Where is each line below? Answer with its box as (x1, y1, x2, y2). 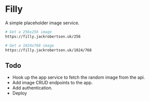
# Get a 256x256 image (5, 29, 52, 34)
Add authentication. (12, 85, 53, 91)
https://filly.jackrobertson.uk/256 (5, 34, 81, 39)
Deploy (12, 90, 27, 96)
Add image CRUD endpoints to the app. (12, 80, 93, 86)
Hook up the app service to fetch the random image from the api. (12, 74, 145, 80)
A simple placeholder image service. (5, 20, 80, 26)
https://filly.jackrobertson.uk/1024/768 (5, 48, 92, 52)
